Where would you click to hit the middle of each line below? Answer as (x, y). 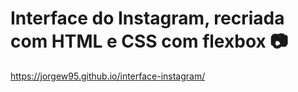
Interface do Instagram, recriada (147, 18)
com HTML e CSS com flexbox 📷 (149, 41)
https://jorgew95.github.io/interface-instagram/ (108, 76)
